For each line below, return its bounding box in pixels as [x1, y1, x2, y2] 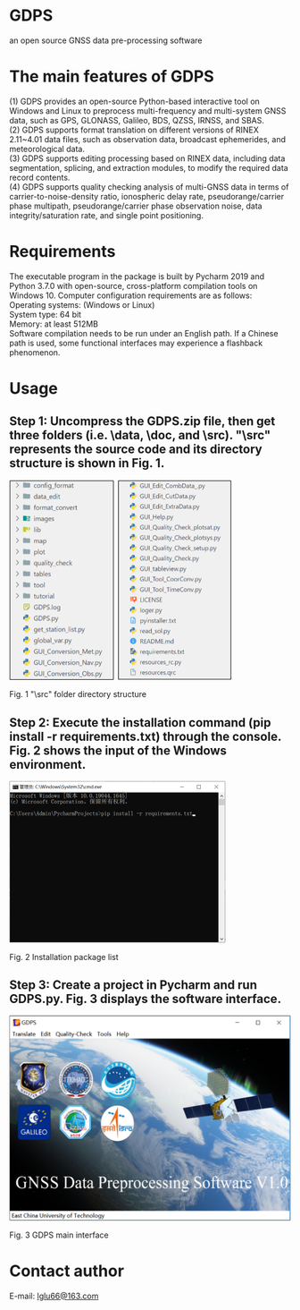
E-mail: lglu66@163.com [9, 1290, 99, 1301]
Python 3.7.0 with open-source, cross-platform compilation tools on [9, 280, 258, 291]
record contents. [9, 172, 71, 183]
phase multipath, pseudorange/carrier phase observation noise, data [9, 200, 262, 211]
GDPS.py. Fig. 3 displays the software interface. [9, 991, 282, 1007]
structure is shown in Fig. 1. [9, 455, 165, 471]
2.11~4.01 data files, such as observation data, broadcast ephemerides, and [9, 133, 286, 144]
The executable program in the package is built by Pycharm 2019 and [9, 270, 265, 282]
